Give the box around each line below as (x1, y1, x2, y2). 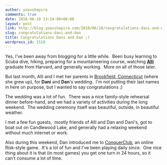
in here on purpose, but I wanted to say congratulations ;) (5, 84, 123, 90)
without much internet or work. (5, 130, 69, 136)
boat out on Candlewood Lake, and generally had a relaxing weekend (5, 124, 147, 130)
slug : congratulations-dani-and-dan (5, 30, 81, 35)
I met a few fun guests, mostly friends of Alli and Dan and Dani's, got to (5, 119, 153, 125)
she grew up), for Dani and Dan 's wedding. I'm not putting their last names (5, 79, 160, 84)
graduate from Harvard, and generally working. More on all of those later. (5, 64, 157, 70)
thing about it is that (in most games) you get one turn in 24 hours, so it (5, 150, 151, 156)
